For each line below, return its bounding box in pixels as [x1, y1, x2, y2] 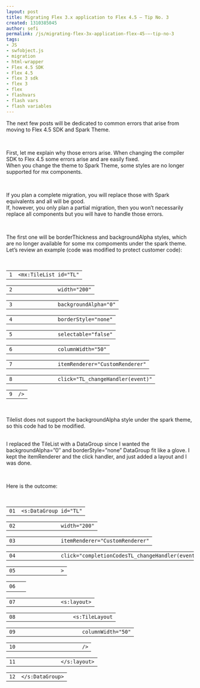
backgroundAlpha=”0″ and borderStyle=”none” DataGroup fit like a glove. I [6, 446, 190, 454]
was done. [6, 459, 32, 466]
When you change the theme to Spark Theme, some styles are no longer [6, 162, 185, 169]
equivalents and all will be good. [6, 198, 85, 205]
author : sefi [6, 25, 39, 32]
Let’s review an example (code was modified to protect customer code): [6, 246, 183, 253]
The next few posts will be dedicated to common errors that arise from [6, 119, 180, 127]
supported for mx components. [6, 168, 83, 175]
